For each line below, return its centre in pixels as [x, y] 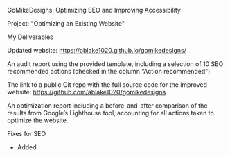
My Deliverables [30, 37]
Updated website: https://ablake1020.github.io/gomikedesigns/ [97, 50]
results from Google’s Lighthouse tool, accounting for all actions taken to [111, 113]
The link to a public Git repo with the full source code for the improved [107, 85]
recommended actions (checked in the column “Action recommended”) [109, 71]
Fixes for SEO [27, 134]
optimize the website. [38, 120]
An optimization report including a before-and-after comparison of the [107, 106]
